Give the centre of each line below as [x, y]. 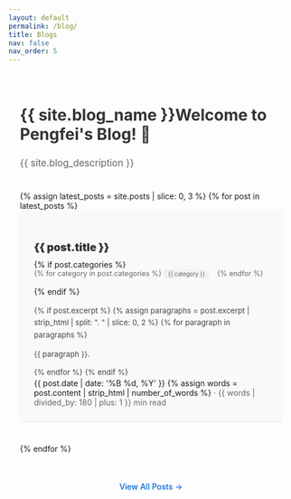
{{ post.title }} [72, 248]
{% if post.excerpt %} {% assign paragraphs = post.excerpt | [142, 311]
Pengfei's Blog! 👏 [85, 134]
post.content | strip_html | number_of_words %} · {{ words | [145, 392]
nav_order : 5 [33, 52]
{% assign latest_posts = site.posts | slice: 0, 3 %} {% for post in [140, 196]
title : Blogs [33, 34]
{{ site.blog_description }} [77, 163]
